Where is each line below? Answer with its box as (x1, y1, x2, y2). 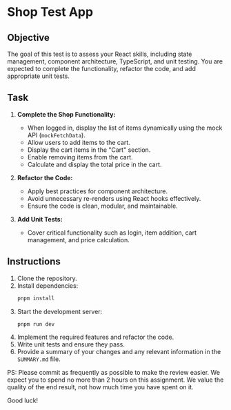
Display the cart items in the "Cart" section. (27, 146, 151, 154)
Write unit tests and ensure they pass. (17, 340, 125, 349)
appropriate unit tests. (7, 72, 70, 80)
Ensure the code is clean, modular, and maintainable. (27, 202, 178, 210)
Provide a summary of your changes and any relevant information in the (17, 348, 221, 356)
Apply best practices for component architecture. (27, 187, 168, 195)
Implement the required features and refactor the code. (17, 333, 174, 342)
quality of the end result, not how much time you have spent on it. (7, 383, 194, 391)
